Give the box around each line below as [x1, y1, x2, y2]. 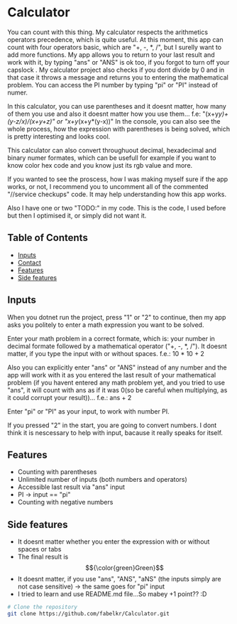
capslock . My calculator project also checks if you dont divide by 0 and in [7, 65, 225, 74]
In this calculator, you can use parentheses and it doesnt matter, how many [7, 102, 227, 110]
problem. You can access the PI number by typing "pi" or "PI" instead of [7, 80, 219, 89]
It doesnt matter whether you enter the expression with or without [17, 537, 210, 546]
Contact [17, 258, 41, 267]
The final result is [17, 552, 69, 561]
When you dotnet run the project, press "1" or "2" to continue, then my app [7, 313, 226, 321]
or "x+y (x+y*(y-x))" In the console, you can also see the [56, 117, 221, 125]
